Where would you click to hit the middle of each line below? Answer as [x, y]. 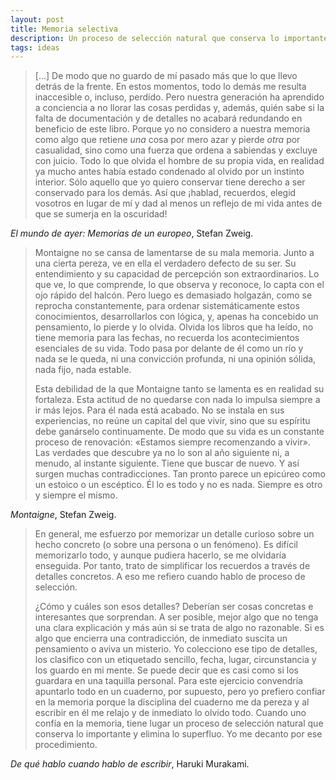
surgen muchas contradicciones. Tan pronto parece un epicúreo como [180, 474]
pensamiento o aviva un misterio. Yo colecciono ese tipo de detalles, [176, 649]
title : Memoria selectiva [64, 29]
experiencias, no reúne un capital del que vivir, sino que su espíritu [172, 421]
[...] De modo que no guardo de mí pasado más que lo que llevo [166, 76]
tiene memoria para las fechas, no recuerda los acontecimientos [167, 338]
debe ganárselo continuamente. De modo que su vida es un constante [179, 432]
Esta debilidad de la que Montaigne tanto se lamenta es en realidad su [179, 389]
